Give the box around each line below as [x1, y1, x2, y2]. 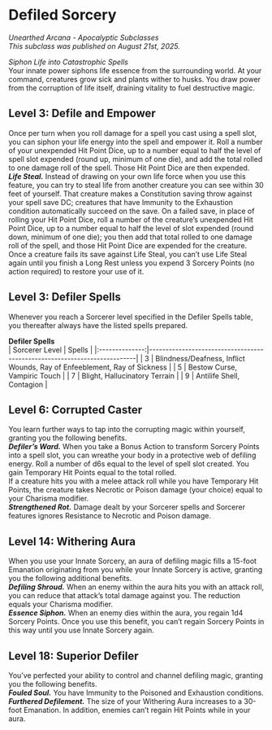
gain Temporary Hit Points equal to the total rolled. [8, 468, 177, 478]
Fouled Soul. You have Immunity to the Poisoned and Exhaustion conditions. [8, 688, 264, 697]
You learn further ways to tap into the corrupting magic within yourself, [8, 425, 245, 435]
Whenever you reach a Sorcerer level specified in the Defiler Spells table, [8, 312, 253, 321]
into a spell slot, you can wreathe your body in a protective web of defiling [8, 450, 257, 461]
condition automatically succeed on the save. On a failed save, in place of [8, 206, 255, 216]
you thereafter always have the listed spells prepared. [8, 320, 188, 330]
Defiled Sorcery [8, 6, 117, 24]
